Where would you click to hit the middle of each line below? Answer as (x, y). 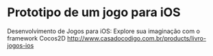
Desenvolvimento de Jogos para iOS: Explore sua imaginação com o (104, 31)
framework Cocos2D (37, 38)
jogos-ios (21, 45)
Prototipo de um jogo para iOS (94, 12)
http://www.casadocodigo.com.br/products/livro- (137, 38)
